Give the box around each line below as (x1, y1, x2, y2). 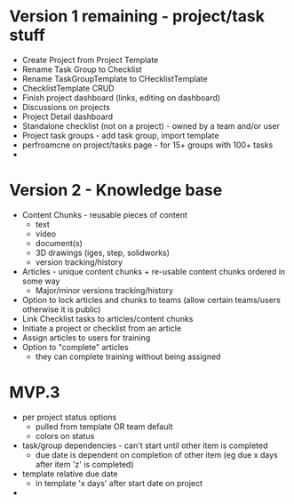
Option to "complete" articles (21, 341, 129, 352)
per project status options (21, 412, 117, 422)
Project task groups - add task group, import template (21, 130, 219, 140)
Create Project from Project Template (21, 54, 159, 65)
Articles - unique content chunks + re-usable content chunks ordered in (21, 266, 286, 276)
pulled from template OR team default (35, 420, 173, 432)
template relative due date (21, 468, 118, 479)
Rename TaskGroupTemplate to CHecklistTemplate (21, 73, 208, 84)
